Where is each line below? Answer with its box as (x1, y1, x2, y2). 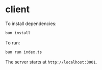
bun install (5, 30, 31, 35)
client (5, 4, 30, 15)
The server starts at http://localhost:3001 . (5, 59, 97, 65)
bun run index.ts (5, 50, 42, 55)
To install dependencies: (5, 20, 57, 27)
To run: (5, 39, 20, 45)
